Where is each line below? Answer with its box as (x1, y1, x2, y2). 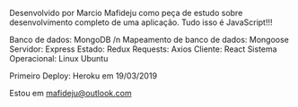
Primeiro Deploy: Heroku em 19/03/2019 (9, 70, 158, 81)
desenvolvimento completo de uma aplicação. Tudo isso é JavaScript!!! (9, 17, 273, 28)
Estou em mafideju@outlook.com (9, 88, 132, 98)
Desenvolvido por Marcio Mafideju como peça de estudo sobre (9, 8, 243, 18)
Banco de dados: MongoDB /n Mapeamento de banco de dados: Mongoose (9, 35, 290, 45)
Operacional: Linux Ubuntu (9, 53, 109, 63)
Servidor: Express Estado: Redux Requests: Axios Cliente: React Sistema (9, 44, 277, 54)
